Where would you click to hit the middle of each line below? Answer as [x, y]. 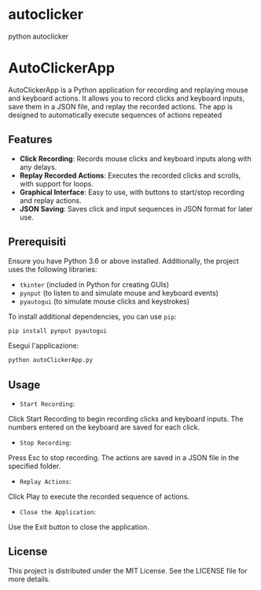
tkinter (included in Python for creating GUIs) [94, 284]
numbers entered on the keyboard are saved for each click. [104, 427]
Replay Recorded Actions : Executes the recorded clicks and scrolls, [130, 175]
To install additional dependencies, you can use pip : [92, 316]
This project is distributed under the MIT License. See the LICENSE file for [128, 570]
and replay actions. [50, 200]
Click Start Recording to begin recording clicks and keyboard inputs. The [126, 419]
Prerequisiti [37, 242]
